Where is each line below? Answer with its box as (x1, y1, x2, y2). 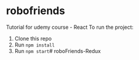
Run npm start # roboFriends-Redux (14, 47, 101, 54)
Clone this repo (14, 35, 52, 42)
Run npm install (14, 41, 55, 48)
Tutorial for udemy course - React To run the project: (6, 24, 134, 31)
